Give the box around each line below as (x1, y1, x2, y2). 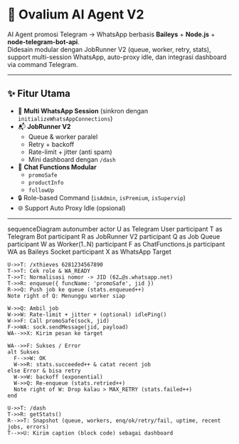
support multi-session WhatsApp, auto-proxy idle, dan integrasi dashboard (7, 53, 227, 61)
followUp (28, 187, 55, 194)
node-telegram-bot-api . (7, 37, 80, 46)
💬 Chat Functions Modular (17, 162, 97, 171)
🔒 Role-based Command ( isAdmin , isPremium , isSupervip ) (17, 193, 186, 202)
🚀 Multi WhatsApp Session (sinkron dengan (17, 106, 149, 115)
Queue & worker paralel (28, 132, 98, 141)
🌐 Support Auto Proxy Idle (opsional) (17, 203, 126, 212)
